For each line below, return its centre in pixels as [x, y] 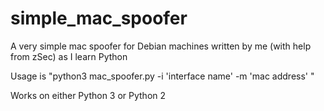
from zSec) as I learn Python [69, 56]
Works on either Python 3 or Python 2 [88, 95]
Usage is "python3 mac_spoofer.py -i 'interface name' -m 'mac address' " [162, 76]
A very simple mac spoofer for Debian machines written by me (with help [161, 46]
